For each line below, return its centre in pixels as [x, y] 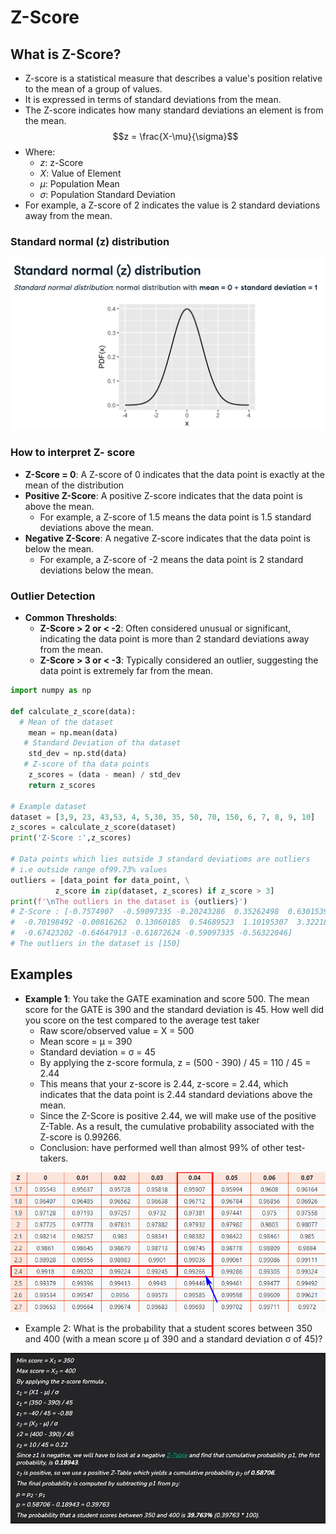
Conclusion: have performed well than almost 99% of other [162, 1147]
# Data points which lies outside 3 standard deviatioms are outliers [160, 859]
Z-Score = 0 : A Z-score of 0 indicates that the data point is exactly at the [174, 474]
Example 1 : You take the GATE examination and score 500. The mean [167, 998]
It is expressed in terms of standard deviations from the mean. [153, 99]
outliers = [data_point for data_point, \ [100, 880]
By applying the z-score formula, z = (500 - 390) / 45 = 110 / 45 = [175, 1062]
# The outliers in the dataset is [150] [96, 944]
